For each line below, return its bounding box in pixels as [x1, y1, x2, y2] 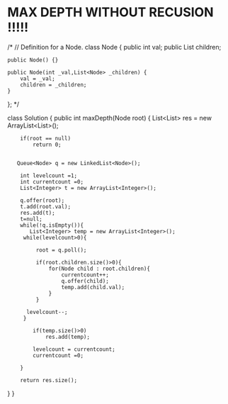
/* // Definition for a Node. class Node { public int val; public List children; [7, 43, 222, 51]
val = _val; [20, 75, 55, 82]
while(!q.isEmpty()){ [20, 221, 84, 229]
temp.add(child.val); [61, 284, 125, 291]
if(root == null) [20, 135, 72, 142]
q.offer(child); [61, 277, 110, 284]
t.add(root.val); [20, 203, 72, 210]
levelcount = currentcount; [33, 345, 115, 353]
